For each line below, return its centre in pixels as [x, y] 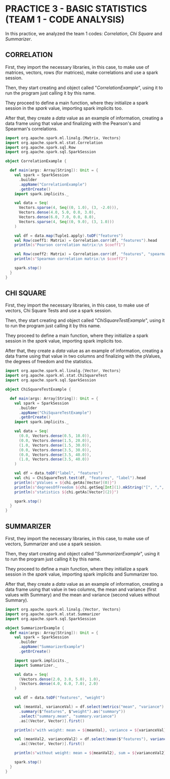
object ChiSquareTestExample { [38, 389]
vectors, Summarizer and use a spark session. [54, 544]
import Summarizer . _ [36, 665]
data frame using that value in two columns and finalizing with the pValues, [83, 356]
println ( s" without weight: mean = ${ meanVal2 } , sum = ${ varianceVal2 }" [91, 753]
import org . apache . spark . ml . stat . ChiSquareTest [56, 376]
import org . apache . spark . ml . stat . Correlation [54, 143]
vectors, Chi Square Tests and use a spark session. [59, 311]
